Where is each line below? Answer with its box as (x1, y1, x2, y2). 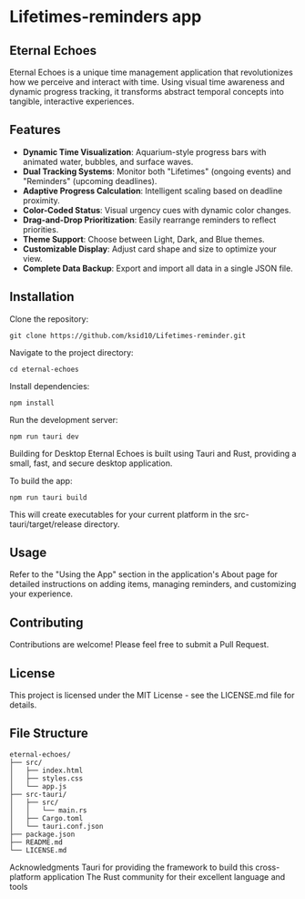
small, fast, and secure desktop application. (9, 458, 173, 469)
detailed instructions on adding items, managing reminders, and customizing (9, 579, 297, 590)
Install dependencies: (9, 380, 90, 391)
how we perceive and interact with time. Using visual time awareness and (9, 77, 285, 88)
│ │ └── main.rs (9, 805, 88, 815)
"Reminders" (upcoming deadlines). (22, 175, 158, 186)
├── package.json (9, 830, 76, 839)
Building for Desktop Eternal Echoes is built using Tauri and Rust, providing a (9, 448, 297, 459)
